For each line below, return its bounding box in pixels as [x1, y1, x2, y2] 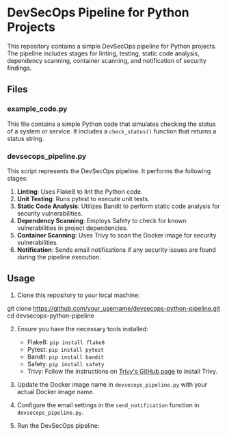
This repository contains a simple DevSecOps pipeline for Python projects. [7, 42, 217, 50]
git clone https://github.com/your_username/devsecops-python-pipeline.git [7, 304, 220, 312]
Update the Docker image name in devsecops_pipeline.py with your [16, 380, 207, 388]
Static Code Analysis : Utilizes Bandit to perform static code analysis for [16, 202, 220, 210]
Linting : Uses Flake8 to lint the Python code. [16, 187, 143, 196]
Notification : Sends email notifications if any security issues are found [16, 245, 217, 254]
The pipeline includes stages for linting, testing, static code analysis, [7, 49, 200, 57]
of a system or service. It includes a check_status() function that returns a [7, 127, 217, 135]
